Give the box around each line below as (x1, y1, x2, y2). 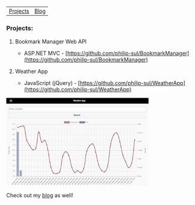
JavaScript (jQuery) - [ (23, 79, 80, 86)
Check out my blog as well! (6, 192, 73, 199)
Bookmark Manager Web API (14, 37, 87, 45)
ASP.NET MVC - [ (23, 49, 68, 57)
